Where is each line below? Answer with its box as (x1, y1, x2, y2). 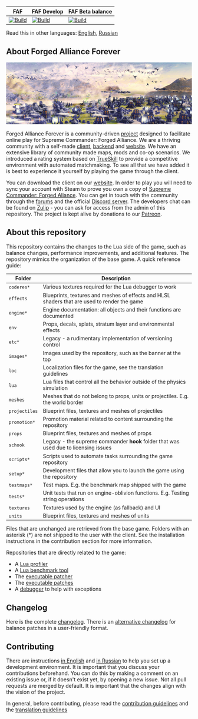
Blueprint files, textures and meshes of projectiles (42, 407, 163, 414)
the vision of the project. (6, 688, 66, 695)
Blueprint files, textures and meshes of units (42, 512, 150, 519)
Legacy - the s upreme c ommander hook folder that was (42, 438, 180, 445)
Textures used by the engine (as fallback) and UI (42, 504, 161, 511)
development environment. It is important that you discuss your (6, 664, 160, 671)
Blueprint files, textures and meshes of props (42, 430, 152, 437)
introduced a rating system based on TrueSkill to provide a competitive (6, 155, 178, 162)
